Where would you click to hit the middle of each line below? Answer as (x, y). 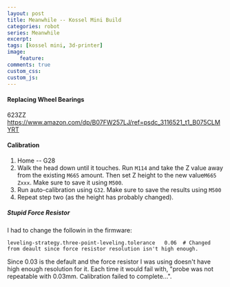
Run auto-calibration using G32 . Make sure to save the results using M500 (119, 189)
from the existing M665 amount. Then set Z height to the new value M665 (117, 175)
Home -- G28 (36, 160)
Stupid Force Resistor (39, 213)
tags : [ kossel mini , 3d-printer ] (55, 45)
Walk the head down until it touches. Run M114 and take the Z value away (120, 168)
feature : (32, 59)
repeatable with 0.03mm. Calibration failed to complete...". (90, 276)
